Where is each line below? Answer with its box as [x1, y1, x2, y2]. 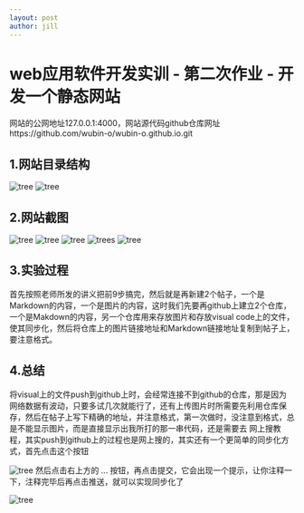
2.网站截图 [9, 209, 70, 225]
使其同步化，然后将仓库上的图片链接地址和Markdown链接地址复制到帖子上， [9, 323, 295, 334]
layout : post [9, 13, 59, 23]
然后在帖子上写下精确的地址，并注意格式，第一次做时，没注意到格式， [24, 411, 287, 422]
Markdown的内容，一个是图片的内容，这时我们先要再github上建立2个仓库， [9, 300, 292, 311]
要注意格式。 [9, 334, 57, 344]
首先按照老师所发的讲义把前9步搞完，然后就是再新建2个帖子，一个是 [9, 288, 265, 299]
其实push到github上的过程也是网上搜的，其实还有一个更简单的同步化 [24, 434, 282, 445]
